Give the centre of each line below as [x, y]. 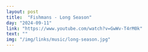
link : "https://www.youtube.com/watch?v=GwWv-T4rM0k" [75, 28]
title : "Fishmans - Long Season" [49, 17]
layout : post [22, 12]
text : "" [17, 34]
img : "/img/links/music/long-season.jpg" [58, 39]
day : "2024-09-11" [29, 23]
